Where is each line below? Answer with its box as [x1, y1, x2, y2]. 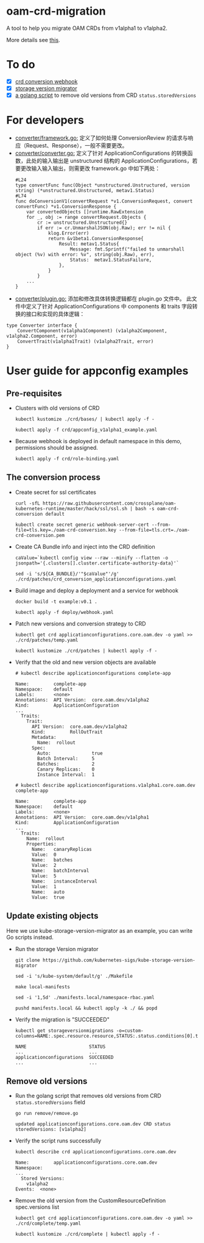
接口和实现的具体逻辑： [26, 310, 85, 318]
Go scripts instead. [6, 933, 54, 941]
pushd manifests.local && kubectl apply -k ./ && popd [15, 1005, 158, 1011]
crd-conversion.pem [15, 532, 65, 538]
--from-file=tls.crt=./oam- [118, 527, 190, 533]
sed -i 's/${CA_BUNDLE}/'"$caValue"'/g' [15, 571, 119, 577]
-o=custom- [116, 1027, 144, 1034]
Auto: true [37, 750, 103, 757]
